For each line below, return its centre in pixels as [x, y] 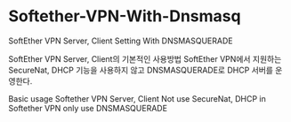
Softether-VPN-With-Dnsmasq [125, 16]
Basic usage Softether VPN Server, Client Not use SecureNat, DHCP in [137, 98]
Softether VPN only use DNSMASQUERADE [88, 108]
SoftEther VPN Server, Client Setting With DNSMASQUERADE [121, 41]
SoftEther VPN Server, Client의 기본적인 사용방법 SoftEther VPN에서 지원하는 [145, 58]
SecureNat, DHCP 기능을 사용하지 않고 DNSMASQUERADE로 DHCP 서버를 [141, 70]
